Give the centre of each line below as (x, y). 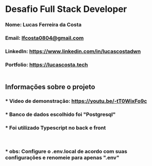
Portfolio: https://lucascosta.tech (47, 65)
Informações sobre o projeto (50, 87)
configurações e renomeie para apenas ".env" (62, 158)
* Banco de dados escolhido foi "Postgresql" (61, 114)
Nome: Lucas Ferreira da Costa (43, 25)
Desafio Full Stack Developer (66, 9)
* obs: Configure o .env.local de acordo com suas (66, 152)
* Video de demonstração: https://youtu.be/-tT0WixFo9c (76, 101)
